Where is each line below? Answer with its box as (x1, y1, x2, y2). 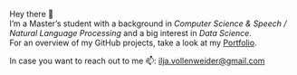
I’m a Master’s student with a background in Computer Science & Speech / (9, 18, 287, 29)
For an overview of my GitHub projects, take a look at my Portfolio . (9, 37, 257, 48)
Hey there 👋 (9, 9, 54, 19)
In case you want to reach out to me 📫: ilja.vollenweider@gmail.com (9, 55, 265, 66)
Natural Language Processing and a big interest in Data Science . (9, 28, 252, 38)
